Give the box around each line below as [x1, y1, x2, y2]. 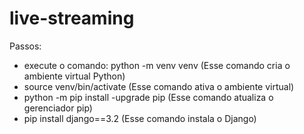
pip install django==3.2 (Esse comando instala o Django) [23, 112, 257, 124]
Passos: [9, 40, 42, 52]
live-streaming [9, 7, 135, 30]
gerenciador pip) [23, 102, 93, 114]
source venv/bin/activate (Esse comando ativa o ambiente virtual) [23, 80, 295, 92]
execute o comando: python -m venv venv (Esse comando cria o [23, 59, 291, 71]
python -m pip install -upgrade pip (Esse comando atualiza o [23, 91, 274, 103]
